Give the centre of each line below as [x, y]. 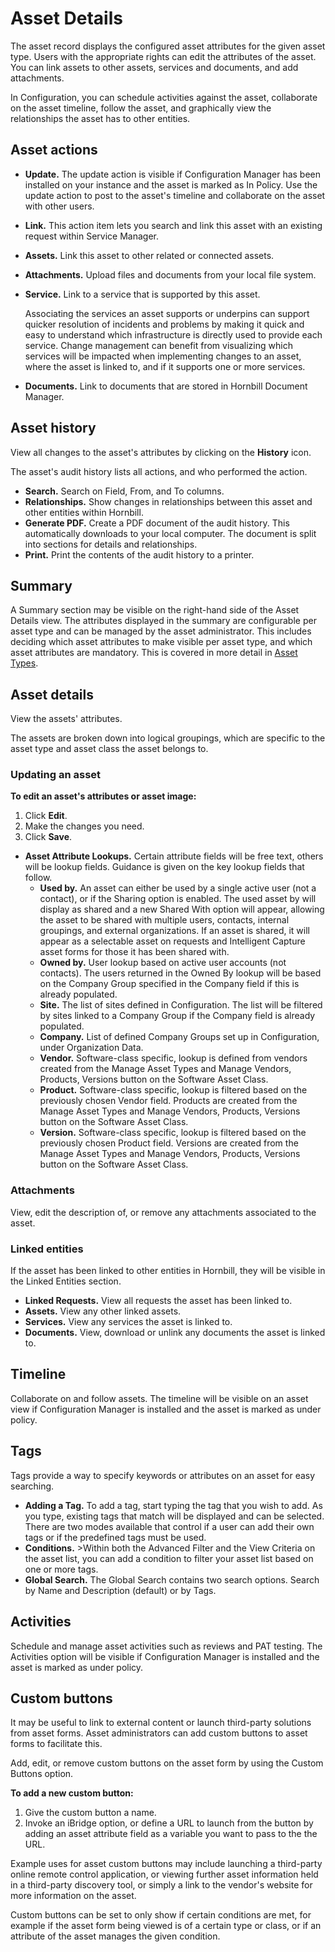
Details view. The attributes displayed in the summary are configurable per [163, 621]
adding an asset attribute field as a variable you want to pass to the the [171, 1834]
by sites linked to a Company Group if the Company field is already [177, 1016]
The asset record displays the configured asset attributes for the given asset [168, 46]
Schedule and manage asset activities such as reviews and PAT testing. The [166, 1646]
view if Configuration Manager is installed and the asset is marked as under [166, 1409]
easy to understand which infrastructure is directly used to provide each [173, 334]
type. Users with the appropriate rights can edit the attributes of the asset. [163, 56]
